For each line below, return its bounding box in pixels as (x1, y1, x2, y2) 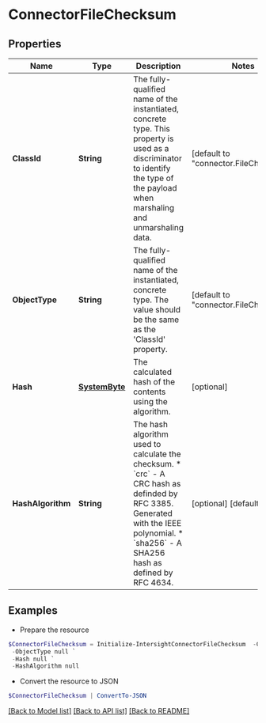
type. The (133, 294, 169, 305)
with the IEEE (133, 518, 182, 528)
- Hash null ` (11, 655, 55, 663)
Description (135, 61, 181, 71)
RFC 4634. (133, 577, 174, 588)
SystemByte (78, 381, 126, 392)
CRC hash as (133, 479, 181, 489)
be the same (133, 314, 180, 325)
